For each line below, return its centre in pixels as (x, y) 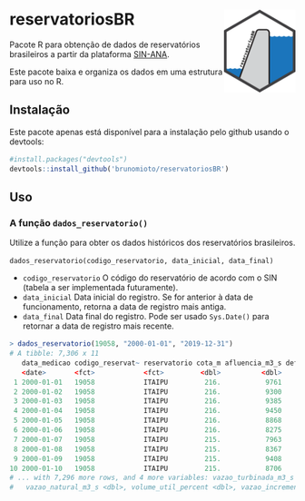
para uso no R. (37, 81)
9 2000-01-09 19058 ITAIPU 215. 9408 (148, 458)
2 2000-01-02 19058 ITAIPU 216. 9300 (148, 392)
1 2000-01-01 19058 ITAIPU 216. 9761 (148, 382)
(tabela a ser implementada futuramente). (100, 288)
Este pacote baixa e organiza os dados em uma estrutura (116, 72)
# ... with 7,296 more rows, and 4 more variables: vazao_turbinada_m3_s (152, 478)
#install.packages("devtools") (69, 159)
